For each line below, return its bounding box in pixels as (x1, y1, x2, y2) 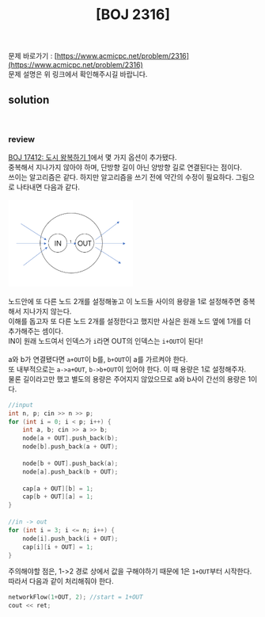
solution (8, 93, 50, 106)
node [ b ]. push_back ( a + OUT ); (22, 443, 119, 451)
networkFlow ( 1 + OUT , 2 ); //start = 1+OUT (8, 593, 144, 601)
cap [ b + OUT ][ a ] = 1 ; (22, 493, 93, 501)
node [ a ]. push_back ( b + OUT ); (22, 467, 119, 476)
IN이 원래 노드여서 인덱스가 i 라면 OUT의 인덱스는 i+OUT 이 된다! (8, 336, 203, 345)
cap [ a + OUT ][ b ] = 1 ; (22, 485, 93, 493)
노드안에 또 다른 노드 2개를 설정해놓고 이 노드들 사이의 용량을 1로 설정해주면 (8, 296, 241, 306)
